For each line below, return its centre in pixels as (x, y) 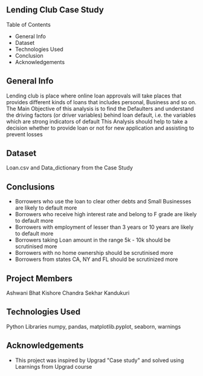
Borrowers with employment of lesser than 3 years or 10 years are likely (104, 227)
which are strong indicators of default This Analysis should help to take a (97, 121)
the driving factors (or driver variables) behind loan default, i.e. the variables (101, 115)
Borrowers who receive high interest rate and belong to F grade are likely (106, 214)
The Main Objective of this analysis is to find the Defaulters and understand (100, 108)
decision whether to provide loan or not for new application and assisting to (100, 128)
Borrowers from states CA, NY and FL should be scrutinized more (96, 259)
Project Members (40, 278)
